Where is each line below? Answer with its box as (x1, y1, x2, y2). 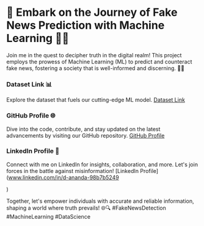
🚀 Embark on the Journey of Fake (6, 5, 178, 19)
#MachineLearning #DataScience (6, 213, 90, 220)
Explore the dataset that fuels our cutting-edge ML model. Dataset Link (6, 96, 185, 104)
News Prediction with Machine (6, 18, 165, 32)
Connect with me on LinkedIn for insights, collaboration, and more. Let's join (6, 161, 199, 168)
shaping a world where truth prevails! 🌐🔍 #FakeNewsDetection (6, 204, 166, 211)
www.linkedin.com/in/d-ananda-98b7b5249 (8, 174, 119, 181)
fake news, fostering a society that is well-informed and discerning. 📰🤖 (6, 64, 185, 72)
